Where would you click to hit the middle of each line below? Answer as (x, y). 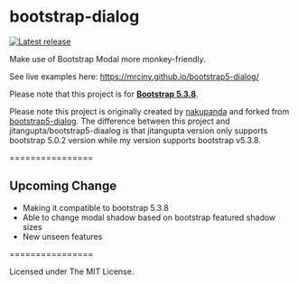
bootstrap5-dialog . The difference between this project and (120, 121)
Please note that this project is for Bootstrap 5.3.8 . (104, 94)
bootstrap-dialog (74, 17)
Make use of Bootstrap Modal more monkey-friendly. (107, 59)
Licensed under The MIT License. (72, 271)
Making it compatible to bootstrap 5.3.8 (95, 207)
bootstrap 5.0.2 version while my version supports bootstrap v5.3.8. (135, 140)
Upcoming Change (63, 186)
